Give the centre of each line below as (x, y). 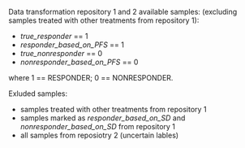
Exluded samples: (38, 94)
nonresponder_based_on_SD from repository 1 (98, 126)
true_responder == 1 (54, 36)
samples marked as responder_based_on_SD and (103, 118)
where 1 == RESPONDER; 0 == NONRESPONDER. (91, 78)
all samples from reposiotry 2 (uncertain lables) (99, 135)
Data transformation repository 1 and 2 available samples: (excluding (123, 12)
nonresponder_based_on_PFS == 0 (79, 62)
